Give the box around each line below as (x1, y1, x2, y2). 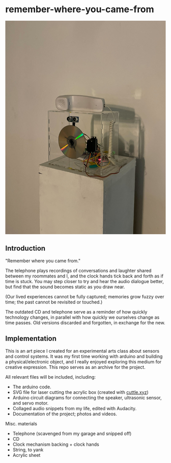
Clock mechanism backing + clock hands (12, 441, 99, 447)
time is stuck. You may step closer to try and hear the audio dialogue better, (5, 278, 164, 284)
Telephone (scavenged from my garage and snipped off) (12, 430, 132, 437)
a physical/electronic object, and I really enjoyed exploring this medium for (5, 358, 162, 364)
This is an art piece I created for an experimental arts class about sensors (5, 348, 159, 354)
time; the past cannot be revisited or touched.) (5, 299, 103, 305)
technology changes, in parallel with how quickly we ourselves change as (5, 314, 160, 320)
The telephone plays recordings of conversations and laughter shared (5, 267, 152, 273)
